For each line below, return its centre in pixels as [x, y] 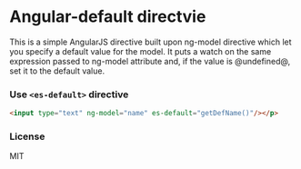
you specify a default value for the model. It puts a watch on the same [140, 51]
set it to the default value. [57, 71]
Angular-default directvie [108, 17]
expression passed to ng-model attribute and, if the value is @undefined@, [150, 61]
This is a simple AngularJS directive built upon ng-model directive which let [151, 42]
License [27, 136]
